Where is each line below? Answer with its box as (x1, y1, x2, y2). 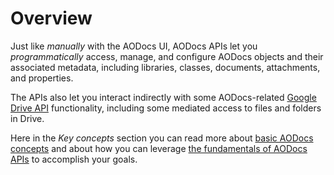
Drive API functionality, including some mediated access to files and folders (10, 102, 322, 114)
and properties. (10, 72, 74, 84)
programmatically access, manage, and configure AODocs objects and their (10, 50, 324, 62)
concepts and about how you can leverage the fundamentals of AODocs (10, 142, 308, 154)
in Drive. (10, 112, 45, 124)
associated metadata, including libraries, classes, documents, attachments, (10, 61, 321, 73)
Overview (10, 7, 93, 30)
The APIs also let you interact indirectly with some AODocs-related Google (10, 91, 317, 103)
